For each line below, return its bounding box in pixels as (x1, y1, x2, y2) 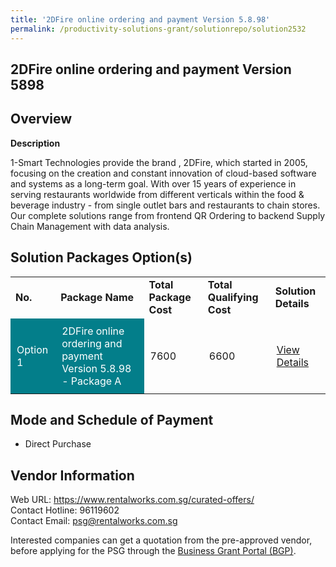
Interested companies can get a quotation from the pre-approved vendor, (10, 534, 313, 546)
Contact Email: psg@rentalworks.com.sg (10, 515, 178, 527)
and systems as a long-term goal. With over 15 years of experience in (10, 177, 297, 190)
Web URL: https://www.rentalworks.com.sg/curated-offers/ (10, 494, 255, 506)
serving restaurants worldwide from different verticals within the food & (10, 188, 305, 200)
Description (10, 137, 61, 149)
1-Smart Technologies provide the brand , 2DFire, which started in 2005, (10, 156, 308, 168)
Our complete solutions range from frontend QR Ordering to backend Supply (10, 209, 326, 221)
